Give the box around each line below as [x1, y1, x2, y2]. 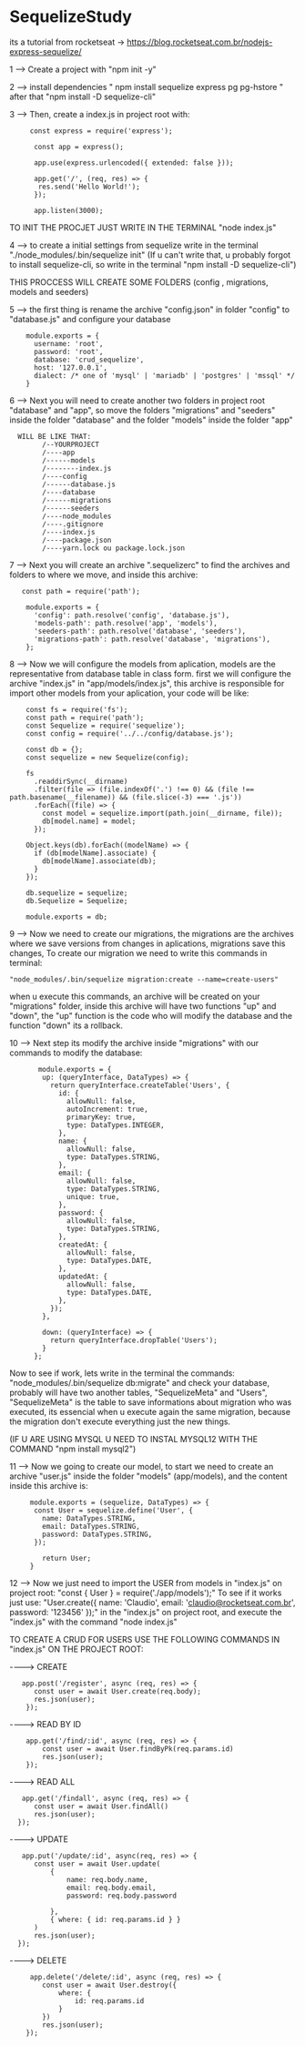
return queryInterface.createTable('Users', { [49, 1081, 230, 1090]
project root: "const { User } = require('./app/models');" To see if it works [9, 1587, 282, 1598]
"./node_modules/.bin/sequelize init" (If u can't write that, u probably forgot [9, 249, 291, 260]
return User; [42, 1553, 92, 1562]
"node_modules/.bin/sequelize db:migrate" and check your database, [9, 1377, 270, 1388]
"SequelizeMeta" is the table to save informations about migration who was [9, 1396, 292, 1408]
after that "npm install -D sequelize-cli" [9, 91, 157, 102]
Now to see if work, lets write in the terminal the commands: [9, 1368, 235, 1379]
